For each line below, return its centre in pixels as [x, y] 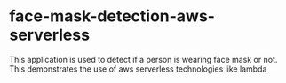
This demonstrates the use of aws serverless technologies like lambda [138, 69]
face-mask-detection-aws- [112, 16]
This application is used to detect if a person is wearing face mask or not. [143, 59]
